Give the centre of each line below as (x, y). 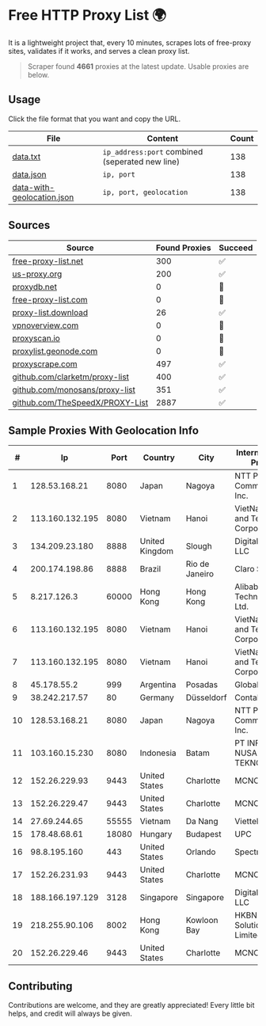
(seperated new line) (141, 161)
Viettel (247, 822)
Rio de (198, 564)
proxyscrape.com (45, 363)
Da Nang (202, 822)
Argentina (158, 685)
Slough (199, 546)
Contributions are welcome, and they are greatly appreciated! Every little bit (131, 1005)
